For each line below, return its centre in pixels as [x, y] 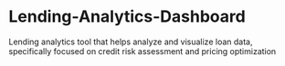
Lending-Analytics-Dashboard [127, 17]
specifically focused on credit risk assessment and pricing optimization [142, 51]
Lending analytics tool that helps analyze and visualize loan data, [131, 42]
